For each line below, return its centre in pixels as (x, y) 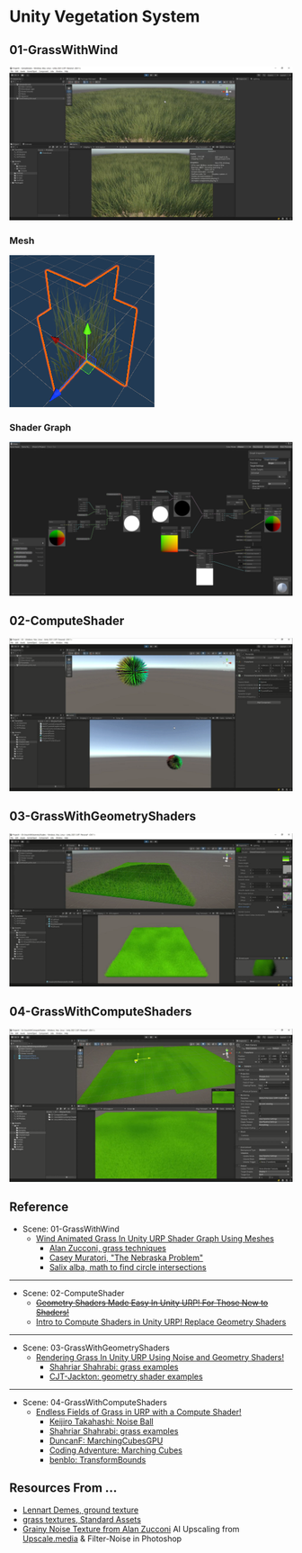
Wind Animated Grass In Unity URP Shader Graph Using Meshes (155, 1238)
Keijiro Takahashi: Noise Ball (102, 1421)
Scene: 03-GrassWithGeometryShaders (96, 1348)
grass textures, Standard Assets (82, 1519)
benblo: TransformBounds (98, 1459)
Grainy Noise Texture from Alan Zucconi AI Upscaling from (131, 1529)
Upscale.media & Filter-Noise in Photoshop (102, 1539)
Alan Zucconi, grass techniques (107, 1248)
